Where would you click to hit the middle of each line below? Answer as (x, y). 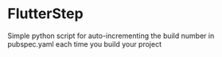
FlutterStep (46, 14)
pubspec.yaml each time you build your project (85, 44)
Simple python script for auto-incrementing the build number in (111, 36)
